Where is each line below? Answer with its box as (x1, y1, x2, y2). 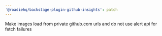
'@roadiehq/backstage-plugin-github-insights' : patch (5, 7, 118, 12)
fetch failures (5, 26, 32, 32)
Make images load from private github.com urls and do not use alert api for (5, 21, 158, 27)
